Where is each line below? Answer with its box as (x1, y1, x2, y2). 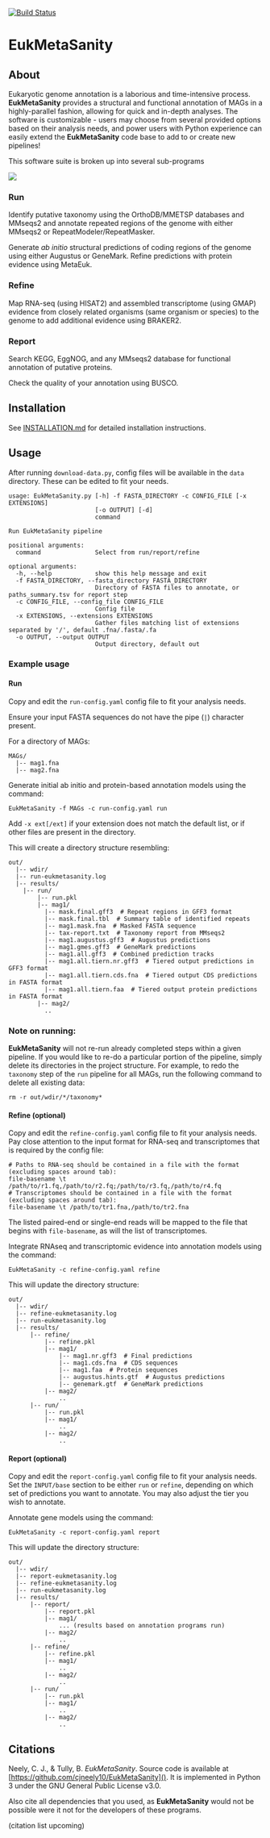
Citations (8, 1742, 56, 1756)
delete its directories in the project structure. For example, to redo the (8, 1061, 239, 1070)
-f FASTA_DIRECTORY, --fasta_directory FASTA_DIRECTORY (15, 577, 207, 585)
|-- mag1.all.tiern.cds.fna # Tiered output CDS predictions (44, 971, 258, 979)
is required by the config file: (8, 1145, 104, 1155)
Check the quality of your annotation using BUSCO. (8, 377, 179, 387)
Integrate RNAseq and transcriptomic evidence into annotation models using (8, 1242, 262, 1252)
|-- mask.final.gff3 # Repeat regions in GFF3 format (44, 907, 232, 915)
